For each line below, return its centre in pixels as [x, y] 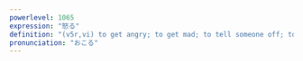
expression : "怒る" [45, 26]
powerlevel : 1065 [42, 17]
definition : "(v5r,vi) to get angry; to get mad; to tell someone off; [147, 34]
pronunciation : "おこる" [54, 43]
